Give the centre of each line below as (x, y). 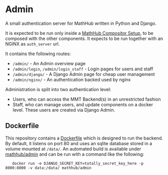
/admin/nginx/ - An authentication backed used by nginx (72, 79)
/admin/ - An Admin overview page (49, 63)
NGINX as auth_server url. (32, 43)
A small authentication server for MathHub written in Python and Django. (81, 23)
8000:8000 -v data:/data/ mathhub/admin (49, 168)
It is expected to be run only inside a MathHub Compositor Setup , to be (79, 33)
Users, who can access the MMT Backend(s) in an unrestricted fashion (87, 99)
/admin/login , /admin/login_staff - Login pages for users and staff (83, 69)
